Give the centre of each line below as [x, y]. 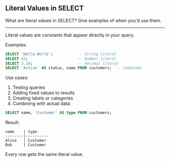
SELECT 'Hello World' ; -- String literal [61, 54]
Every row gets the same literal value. [44, 154]
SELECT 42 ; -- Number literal [61, 59]
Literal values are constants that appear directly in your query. [70, 35]
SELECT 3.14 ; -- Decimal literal [62, 63]
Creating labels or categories [43, 98]
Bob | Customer [26, 145]
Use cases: [17, 78]
